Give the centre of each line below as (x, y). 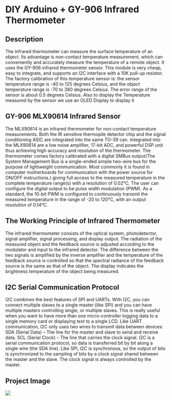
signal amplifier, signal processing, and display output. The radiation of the (84, 238)
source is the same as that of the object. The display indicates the (75, 266)
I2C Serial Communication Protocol (62, 287)
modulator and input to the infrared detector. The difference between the (82, 250)
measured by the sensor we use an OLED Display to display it (70, 100)
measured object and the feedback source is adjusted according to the (80, 244)
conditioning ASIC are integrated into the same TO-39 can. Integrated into (83, 140)
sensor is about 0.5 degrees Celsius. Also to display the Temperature (78, 95)
